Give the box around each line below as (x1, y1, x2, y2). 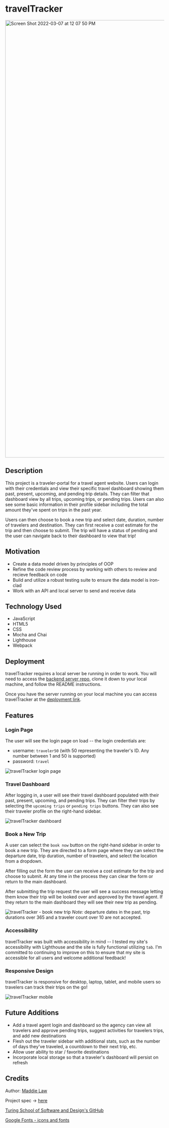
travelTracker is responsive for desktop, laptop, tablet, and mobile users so (5, 979, 161, 985)
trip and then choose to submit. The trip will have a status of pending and (5, 527, 157, 533)
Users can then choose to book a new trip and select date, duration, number (5, 516, 164, 523)
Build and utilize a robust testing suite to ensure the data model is (12, 577, 149, 583)
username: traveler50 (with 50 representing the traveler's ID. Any (12, 747, 149, 754)
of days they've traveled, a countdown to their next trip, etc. (12, 1043, 137, 1049)
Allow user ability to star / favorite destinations (12, 1049, 109, 1055)
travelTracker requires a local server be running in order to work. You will (5, 671, 157, 677)
